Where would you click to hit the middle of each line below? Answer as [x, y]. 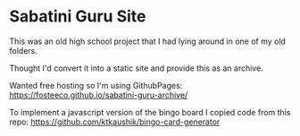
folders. [23, 50]
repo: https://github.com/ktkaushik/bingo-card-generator [115, 122]
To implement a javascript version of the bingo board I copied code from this [150, 112]
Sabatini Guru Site [78, 17]
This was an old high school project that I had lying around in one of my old [147, 41]
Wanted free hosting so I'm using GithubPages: [96, 85]
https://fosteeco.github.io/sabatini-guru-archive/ [99, 95]
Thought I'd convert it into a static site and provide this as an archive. [136, 68]
